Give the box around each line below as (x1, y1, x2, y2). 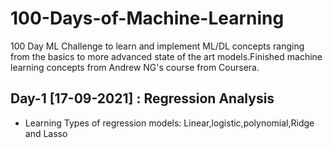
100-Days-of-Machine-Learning (10, 7, 285, 30)
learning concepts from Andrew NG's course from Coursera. (10, 61, 260, 73)
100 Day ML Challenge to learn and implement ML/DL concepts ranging (10, 40, 305, 52)
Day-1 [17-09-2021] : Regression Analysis (10, 90, 275, 107)
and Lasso (24, 127, 68, 139)
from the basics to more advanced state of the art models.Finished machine (10, 50, 323, 62)
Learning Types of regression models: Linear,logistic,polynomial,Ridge (24, 117, 315, 129)
